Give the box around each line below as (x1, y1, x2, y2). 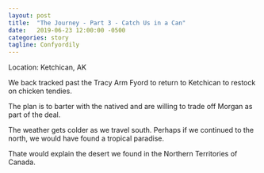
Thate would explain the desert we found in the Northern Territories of (8, 149, 238, 159)
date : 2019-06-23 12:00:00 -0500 (8, 26, 126, 34)
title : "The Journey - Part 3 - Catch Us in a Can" (8, 19, 186, 27)
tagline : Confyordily (8, 41, 80, 49)
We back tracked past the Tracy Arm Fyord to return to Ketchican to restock (8, 78, 256, 88)
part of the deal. (8, 110, 61, 119)
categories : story (8, 33, 69, 42)
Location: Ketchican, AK (8, 62, 87, 72)
